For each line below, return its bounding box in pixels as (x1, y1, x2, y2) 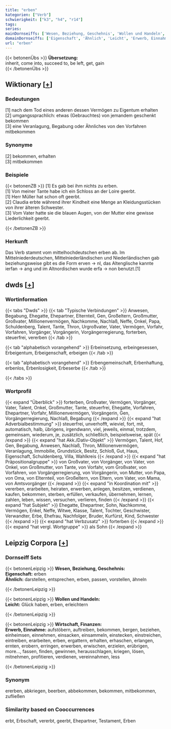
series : (5, 27, 22, 32)
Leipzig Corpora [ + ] (5, 538, 69, 547)
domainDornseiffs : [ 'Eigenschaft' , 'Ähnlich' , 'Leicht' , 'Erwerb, (5, 36, 149, 41)
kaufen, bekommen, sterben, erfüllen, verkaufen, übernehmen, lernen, (5, 491, 153, 498)
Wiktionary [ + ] (5, 80, 52, 89)
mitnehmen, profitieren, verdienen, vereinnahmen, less (5, 654, 120, 660)
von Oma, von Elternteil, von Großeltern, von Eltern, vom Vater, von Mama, (5, 475, 161, 481)
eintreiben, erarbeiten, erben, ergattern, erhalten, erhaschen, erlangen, (5, 638, 154, 643)
